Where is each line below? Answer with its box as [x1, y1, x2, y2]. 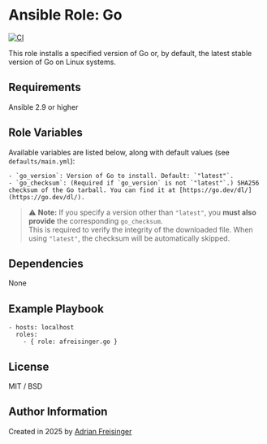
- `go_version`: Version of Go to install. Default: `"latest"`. [8, 172, 234, 180]
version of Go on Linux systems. [8, 57, 116, 67]
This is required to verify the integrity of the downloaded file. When [28, 224, 253, 234]
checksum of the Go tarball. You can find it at [8, 185, 176, 194]
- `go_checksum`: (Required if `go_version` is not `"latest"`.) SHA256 [8, 179, 260, 187]
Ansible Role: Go [8, 6, 123, 24]
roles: [15, 331, 38, 339]
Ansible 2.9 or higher [8, 102, 79, 111]
